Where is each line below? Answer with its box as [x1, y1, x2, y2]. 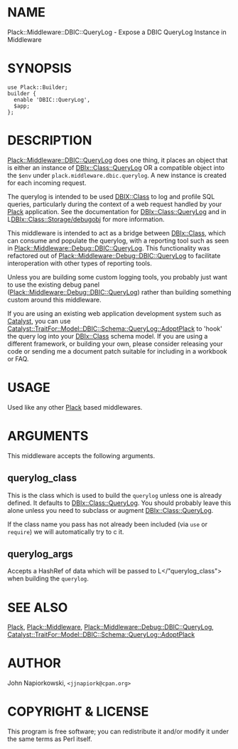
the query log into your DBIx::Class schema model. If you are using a [7, 331, 208, 340]
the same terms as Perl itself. [7, 735, 92, 743]
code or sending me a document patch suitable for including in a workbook [7, 346, 227, 356]
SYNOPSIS [7, 60, 72, 77]
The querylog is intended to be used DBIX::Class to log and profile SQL [7, 192, 215, 201]
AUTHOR [7, 655, 62, 671]
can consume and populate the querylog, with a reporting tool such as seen [7, 236, 229, 245]
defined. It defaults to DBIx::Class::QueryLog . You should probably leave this [7, 499, 232, 507]
